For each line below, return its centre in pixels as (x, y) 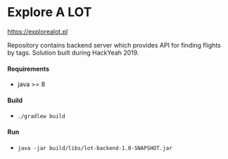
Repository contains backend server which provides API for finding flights (114, 45)
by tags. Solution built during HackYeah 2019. (73, 53)
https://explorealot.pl (38, 32)
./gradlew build (41, 116)
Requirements (28, 69)
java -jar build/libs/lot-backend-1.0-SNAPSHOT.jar (95, 148)
